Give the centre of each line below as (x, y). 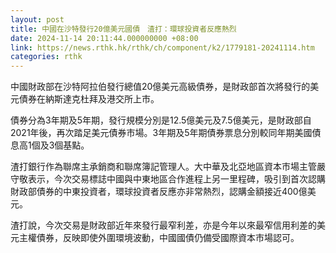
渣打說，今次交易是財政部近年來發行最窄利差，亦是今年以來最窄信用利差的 (163, 225)
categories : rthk (46, 57)
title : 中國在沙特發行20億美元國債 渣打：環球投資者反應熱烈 (123, 29)
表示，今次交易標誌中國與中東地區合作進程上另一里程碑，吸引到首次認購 (176, 179)
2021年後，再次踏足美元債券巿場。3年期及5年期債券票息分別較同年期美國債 (166, 133)
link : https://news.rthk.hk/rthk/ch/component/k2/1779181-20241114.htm (162, 47)
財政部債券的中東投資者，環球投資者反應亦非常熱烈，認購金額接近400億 (159, 192)
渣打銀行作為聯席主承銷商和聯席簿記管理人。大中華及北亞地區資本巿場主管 (163, 167)
